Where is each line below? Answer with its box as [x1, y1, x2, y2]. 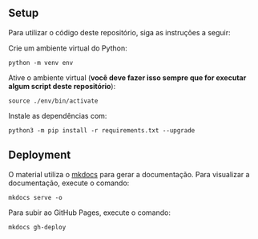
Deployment [8, 148, 71, 162]
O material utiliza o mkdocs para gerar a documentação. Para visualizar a [8, 169, 250, 179]
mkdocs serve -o [8, 193, 62, 201]
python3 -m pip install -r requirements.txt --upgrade [8, 126, 196, 135]
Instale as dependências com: [8, 111, 107, 120]
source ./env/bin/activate [8, 96, 99, 105]
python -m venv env [8, 59, 74, 67]
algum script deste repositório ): [8, 81, 116, 91]
